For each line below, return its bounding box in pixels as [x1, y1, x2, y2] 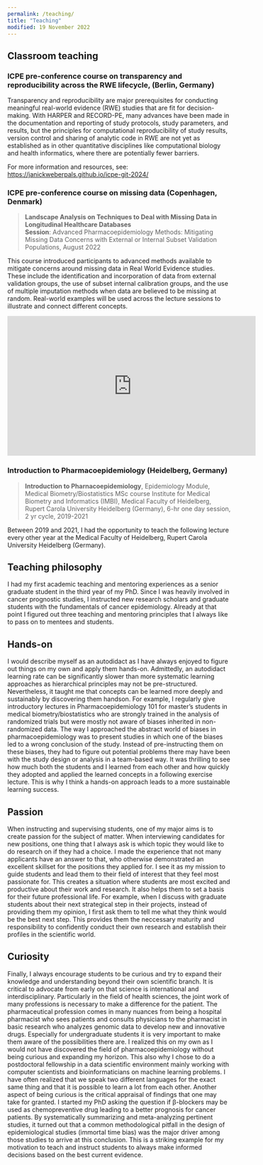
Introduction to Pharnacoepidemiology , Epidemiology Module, [24, 482, 211, 490]
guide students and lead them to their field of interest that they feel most [7, 870, 219, 878]
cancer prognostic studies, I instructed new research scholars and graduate [7, 595, 229, 604]
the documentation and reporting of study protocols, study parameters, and [7, 118, 229, 128]
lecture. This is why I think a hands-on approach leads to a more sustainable [7, 778, 230, 786]
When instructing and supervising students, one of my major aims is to [7, 824, 214, 834]
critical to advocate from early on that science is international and [7, 984, 199, 993]
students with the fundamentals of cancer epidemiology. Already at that [7, 602, 217, 611]
